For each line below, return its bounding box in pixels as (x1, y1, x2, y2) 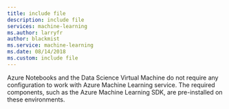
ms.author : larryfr (7, 29, 63, 36)
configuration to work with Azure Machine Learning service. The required (7, 80, 215, 89)
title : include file (7, 10, 67, 17)
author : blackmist (7, 36, 60, 43)
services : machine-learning (7, 23, 88, 29)
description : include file (7, 16, 85, 23)
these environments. (7, 95, 65, 104)
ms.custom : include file (7, 55, 78, 62)
